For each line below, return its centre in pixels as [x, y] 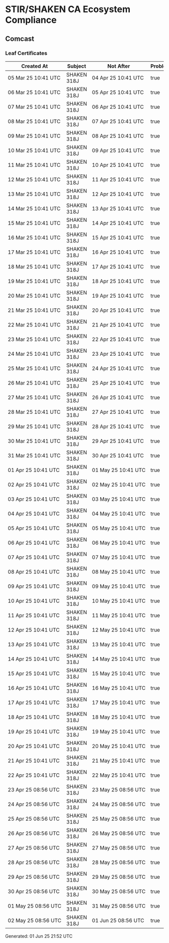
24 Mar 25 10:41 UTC [34, 354]
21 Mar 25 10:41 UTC [34, 310]
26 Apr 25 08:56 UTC [34, 833]
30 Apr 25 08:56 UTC [34, 891]
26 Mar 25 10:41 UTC [34, 383]
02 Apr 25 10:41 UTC [34, 485]
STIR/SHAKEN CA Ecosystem [68, 9]
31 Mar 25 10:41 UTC [34, 455]
